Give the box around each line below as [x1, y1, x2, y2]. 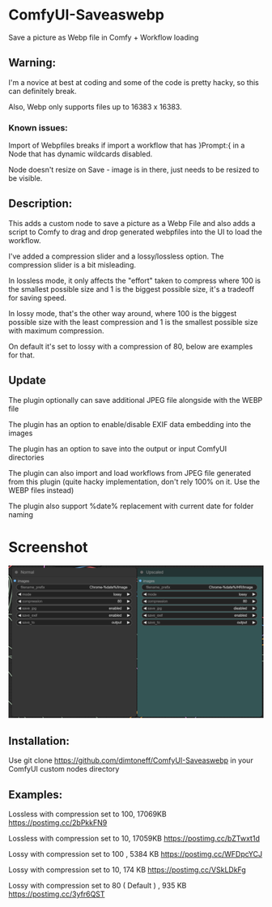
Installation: [8, 734, 70, 747]
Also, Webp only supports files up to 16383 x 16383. [8, 101, 182, 111]
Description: [8, 197, 73, 211]
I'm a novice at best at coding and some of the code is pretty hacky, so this [8, 77, 259, 87]
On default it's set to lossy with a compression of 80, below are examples [8, 341, 253, 351]
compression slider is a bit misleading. [8, 259, 136, 269]
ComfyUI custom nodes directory [8, 764, 120, 774]
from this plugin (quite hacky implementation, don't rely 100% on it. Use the [8, 477, 261, 486]
